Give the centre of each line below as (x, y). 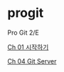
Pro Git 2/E (23, 32)
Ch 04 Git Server (32, 61)
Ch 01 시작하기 (28, 47)
